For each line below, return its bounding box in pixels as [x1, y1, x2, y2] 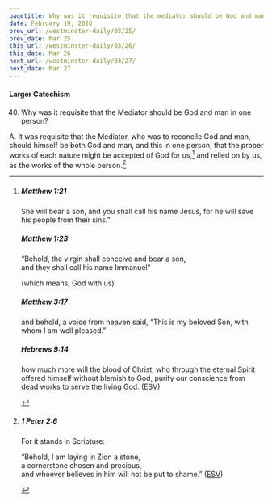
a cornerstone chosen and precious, [20, 461, 142, 470]
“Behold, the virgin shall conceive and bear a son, [20, 254, 186, 264]
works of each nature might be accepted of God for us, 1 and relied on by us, [9, 149, 262, 160]
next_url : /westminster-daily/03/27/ [9, 57, 136, 65]
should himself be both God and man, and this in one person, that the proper [9, 140, 264, 150]
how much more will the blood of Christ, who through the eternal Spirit [20, 365, 256, 374]
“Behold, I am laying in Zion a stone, [20, 452, 140, 462]
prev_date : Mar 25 [9, 34, 71, 43]
